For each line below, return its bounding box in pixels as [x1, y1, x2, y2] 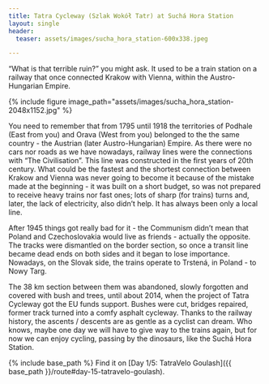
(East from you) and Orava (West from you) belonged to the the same [8, 130, 241, 140]
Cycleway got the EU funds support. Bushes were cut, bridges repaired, [8, 300, 249, 309]
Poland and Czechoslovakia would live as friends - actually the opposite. [8, 232, 251, 242]
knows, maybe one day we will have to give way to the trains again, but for [8, 326, 258, 335]
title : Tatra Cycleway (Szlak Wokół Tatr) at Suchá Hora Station [8, 11, 233, 20]
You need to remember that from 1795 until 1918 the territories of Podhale [8, 121, 253, 131]
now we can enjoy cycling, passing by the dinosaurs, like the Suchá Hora [8, 334, 252, 343]
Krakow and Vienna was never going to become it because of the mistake [8, 173, 254, 183]
